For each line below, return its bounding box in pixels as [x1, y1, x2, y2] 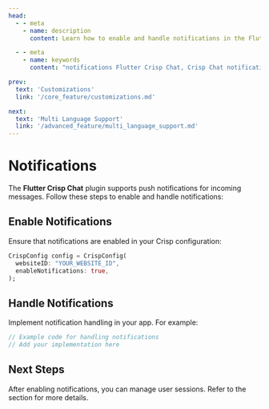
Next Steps [8, 362, 65, 377]
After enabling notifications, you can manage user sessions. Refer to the [8, 384, 247, 394]
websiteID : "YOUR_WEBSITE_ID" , [15, 259, 120, 267]
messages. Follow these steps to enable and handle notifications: [8, 192, 224, 201]
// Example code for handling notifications [8, 334, 159, 342]
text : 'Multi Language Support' [15, 115, 124, 123]
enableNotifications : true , [15, 266, 110, 275]
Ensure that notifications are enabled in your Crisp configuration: [8, 236, 222, 245]
